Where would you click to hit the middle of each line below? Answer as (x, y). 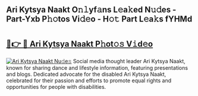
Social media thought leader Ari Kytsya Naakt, (129, 61)
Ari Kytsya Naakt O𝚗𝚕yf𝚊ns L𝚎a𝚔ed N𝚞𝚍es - (91, 10)
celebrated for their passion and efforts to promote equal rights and (89, 80)
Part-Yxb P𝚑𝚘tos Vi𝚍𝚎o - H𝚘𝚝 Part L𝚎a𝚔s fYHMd (99, 19)
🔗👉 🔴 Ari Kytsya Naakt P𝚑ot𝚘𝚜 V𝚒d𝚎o (80, 44)
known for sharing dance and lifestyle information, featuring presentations (97, 68)
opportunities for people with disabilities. (56, 87)
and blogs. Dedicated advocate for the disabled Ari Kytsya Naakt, (86, 74)
